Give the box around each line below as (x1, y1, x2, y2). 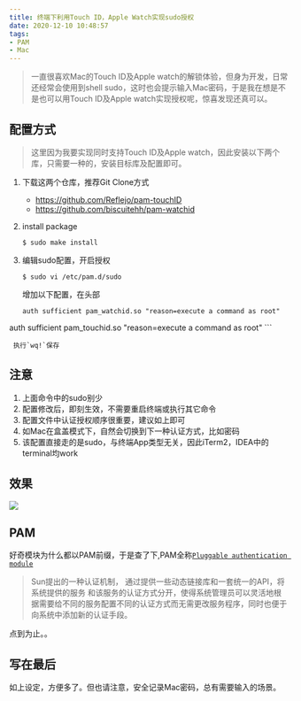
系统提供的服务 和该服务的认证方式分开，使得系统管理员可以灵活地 (30, 588, 274, 598)
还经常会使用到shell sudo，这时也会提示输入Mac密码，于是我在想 (30, 82, 271, 93)
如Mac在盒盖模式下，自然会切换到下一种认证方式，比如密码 (21, 426, 241, 436)
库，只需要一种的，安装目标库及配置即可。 (30, 158, 187, 168)
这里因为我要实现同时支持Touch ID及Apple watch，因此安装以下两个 (30, 147, 281, 158)
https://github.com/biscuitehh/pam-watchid (35, 204, 196, 214)
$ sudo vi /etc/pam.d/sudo (21, 272, 122, 281)
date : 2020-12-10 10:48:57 (9, 21, 109, 30)
